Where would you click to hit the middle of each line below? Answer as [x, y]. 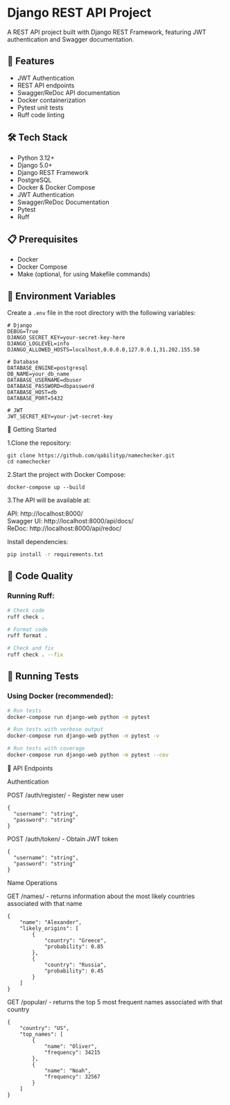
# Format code [28, 630]
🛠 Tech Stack [37, 138]
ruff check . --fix [35, 655]
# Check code [26, 610]
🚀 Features [31, 61]
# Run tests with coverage [46, 749]
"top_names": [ [42, 1034]
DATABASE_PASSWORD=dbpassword [51, 387]
